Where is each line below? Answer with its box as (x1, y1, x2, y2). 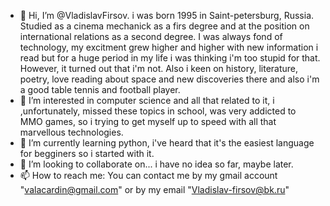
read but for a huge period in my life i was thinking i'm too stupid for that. (19, 52, 321, 64)
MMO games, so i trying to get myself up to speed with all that (19, 116, 277, 127)
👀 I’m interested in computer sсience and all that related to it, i (19, 95, 275, 106)
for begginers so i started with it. (19, 148, 155, 159)
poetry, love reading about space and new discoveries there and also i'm (19, 73, 320, 85)
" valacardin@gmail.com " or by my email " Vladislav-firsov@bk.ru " (19, 184, 290, 195)
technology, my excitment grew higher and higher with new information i (19, 41, 319, 53)
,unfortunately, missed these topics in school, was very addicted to (19, 105, 297, 117)
